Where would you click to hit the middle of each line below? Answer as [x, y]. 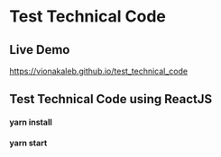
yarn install [31, 122]
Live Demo [40, 50]
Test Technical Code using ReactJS [111, 99]
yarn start [28, 143]
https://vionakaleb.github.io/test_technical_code [98, 71]
